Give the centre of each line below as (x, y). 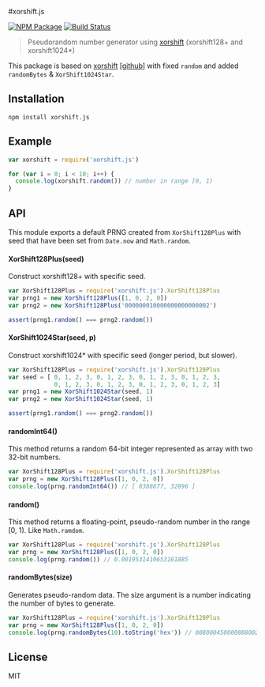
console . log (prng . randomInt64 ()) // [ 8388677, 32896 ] (102, 487)
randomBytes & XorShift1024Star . (61, 74)
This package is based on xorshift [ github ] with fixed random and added (123, 66)
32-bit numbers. (35, 457)
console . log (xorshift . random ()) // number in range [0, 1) (114, 181)
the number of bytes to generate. (62, 603)
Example (30, 142)
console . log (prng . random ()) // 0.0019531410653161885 (99, 559)
